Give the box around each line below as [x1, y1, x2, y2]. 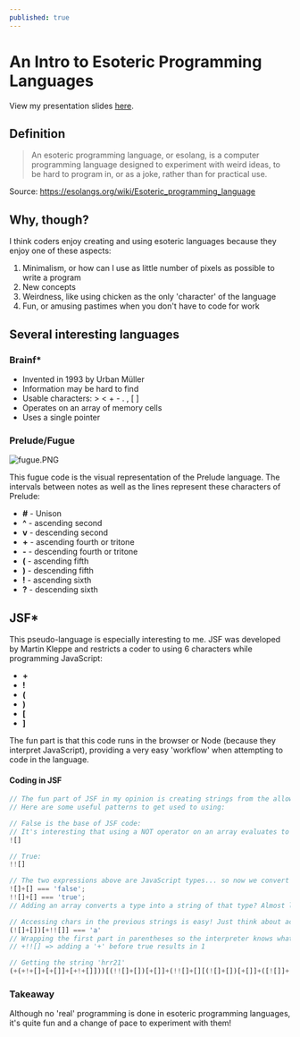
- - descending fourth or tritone [21, 547, 138, 557]
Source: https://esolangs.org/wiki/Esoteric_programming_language [9, 186, 256, 197]
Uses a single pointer [21, 412, 101, 422]
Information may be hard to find [21, 383, 139, 394]
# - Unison [21, 508, 62, 519]
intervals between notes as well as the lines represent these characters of [9, 481, 281, 492]
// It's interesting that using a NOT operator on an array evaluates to [9, 827, 290, 837]
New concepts [21, 282, 76, 293]
